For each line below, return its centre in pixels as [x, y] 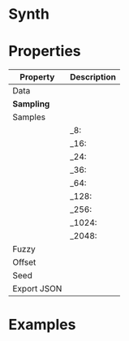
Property [37, 77]
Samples [29, 117]
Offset [24, 262]
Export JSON [37, 289]
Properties [45, 52]
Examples [42, 325]
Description [93, 77]
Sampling [31, 104]
